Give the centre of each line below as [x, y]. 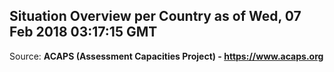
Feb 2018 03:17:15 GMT [83, 32]
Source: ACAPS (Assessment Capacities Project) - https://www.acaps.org [166, 56]
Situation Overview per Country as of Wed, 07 [155, 16]
